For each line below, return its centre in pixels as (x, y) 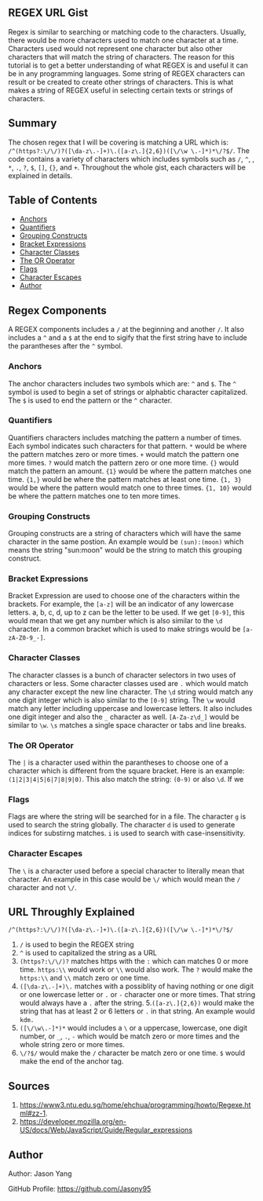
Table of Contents (53, 201)
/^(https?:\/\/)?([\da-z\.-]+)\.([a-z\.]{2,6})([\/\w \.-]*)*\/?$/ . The (129, 150)
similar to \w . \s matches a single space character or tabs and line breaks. (128, 725)
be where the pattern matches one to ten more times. (94, 496)
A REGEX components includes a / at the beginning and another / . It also (126, 330)
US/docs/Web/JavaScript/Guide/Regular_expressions (106, 1130)
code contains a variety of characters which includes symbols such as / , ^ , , (131, 159)
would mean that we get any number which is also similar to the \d (115, 621)
